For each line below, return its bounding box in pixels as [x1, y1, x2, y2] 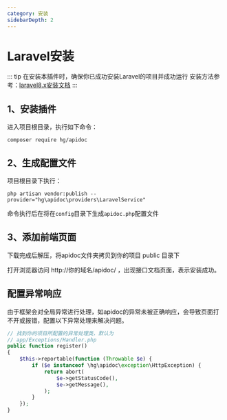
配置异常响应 [7, 288, 62, 300]
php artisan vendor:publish [7, 190, 88, 197]
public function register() [7, 343, 88, 350]
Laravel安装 [7, 48, 74, 64]
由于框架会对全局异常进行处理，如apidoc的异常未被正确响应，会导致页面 [7, 308, 213, 316]
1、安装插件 [7, 103, 57, 114]
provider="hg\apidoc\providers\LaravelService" [7, 197, 147, 203]
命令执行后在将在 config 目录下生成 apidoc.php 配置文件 [7, 210, 160, 218]
